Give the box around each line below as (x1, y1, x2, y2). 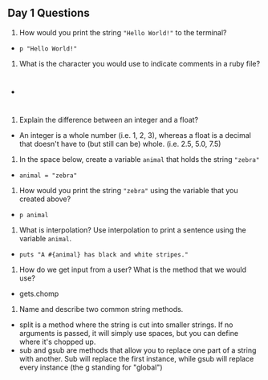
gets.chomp (18, 289, 59, 299)
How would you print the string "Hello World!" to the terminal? (18, 27, 227, 37)
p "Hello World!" (18, 44, 78, 53)
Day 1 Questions (7, 6, 90, 20)
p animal (18, 212, 49, 220)
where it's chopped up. (18, 337, 96, 347)
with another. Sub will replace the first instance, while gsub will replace (18, 354, 254, 364)
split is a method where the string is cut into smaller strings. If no (18, 320, 233, 329)
